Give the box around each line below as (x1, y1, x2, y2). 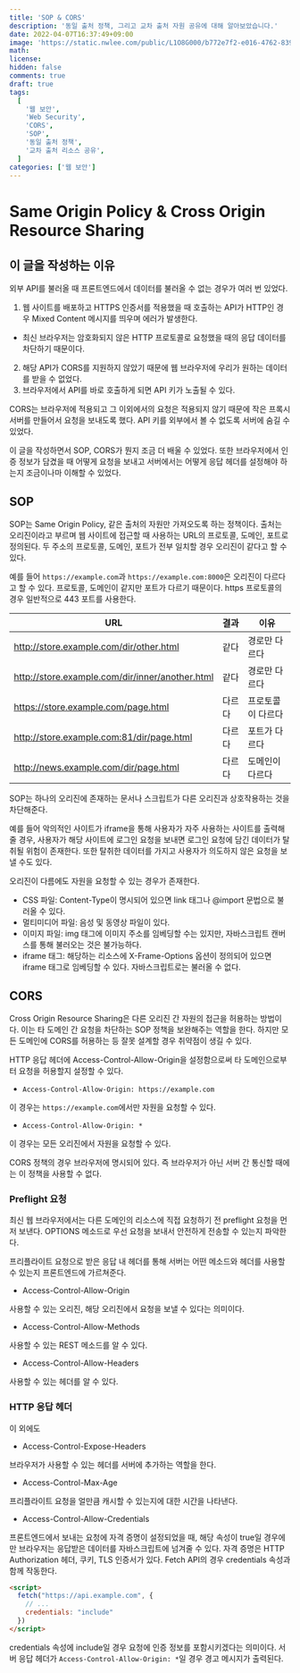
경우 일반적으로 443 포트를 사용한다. (9, 593, 137, 604)
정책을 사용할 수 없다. (28, 1168, 103, 1179)
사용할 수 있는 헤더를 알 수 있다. (9, 1376, 119, 1387)
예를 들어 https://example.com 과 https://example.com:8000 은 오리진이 (9, 571, 262, 582)
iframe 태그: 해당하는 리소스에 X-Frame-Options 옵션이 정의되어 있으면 (21, 951, 272, 962)
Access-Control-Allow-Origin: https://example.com (21, 1085, 215, 1094)
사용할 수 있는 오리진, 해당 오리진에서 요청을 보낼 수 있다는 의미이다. (9, 1304, 245, 1315)
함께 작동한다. (9, 1565, 58, 1576)
